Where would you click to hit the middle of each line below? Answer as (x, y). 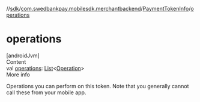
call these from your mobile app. (46, 92)
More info (18, 75)
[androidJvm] (23, 55)
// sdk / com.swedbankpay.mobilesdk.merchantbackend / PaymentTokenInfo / (98, 9)
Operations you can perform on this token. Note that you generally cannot (98, 86)
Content (16, 61)
